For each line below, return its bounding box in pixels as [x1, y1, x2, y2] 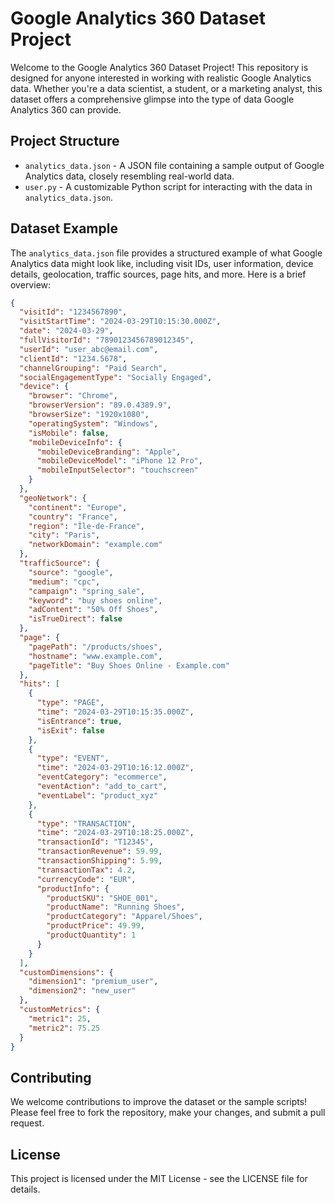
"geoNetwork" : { [19, 493, 87, 503]
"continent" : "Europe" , [28, 502, 128, 512]
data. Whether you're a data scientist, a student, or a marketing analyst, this [10, 82, 323, 94]
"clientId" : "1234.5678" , [19, 353, 128, 364]
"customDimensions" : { [19, 967, 114, 977]
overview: [10, 278, 52, 291]
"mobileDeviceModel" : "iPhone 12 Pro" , [36, 456, 203, 466]
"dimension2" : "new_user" [28, 986, 137, 996]
